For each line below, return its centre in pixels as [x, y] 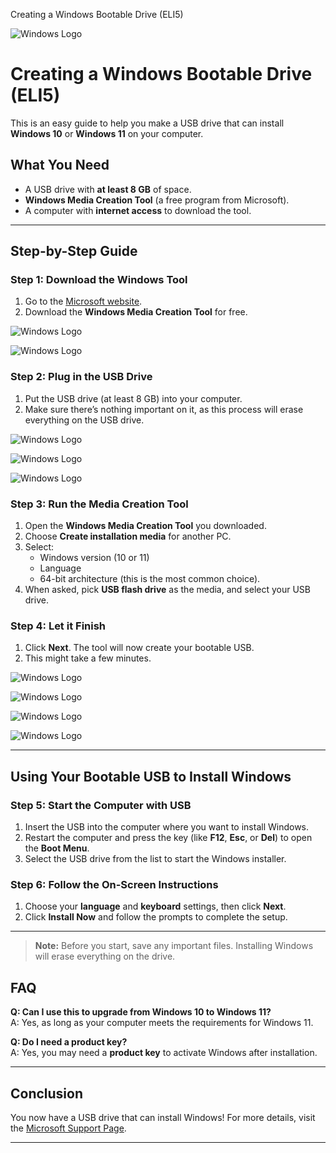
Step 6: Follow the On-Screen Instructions [114, 884]
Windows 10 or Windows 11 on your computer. [107, 133]
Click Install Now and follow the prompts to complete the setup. [156, 917]
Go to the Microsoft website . [83, 301]
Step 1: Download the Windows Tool [99, 280]
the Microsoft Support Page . [68, 1128]
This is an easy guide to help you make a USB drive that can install [147, 123]
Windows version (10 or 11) [94, 558]
